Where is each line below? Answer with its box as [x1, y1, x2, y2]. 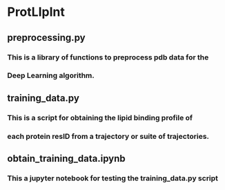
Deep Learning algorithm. [7, 70, 95, 80]
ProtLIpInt [7, 4, 66, 20]
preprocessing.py [7, 32, 86, 44]
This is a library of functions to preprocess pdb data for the [7, 53, 209, 62]
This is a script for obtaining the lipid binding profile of [7, 113, 193, 122]
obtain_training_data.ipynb [7, 153, 126, 164]
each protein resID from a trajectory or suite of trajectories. [7, 131, 209, 141]
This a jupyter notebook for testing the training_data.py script [7, 173, 219, 183]
